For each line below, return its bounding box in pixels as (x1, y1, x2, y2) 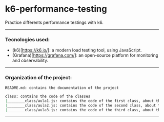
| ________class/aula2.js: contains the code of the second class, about (5, 103, 156, 108)
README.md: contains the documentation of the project (5, 85, 119, 90)
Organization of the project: (5, 74, 72, 81)
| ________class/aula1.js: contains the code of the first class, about (5, 99, 154, 104)
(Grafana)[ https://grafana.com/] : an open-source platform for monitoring (12, 52, 159, 58)
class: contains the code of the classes (5, 94, 91, 99)
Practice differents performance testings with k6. (5, 19, 104, 25)
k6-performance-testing (5, 3, 107, 15)
